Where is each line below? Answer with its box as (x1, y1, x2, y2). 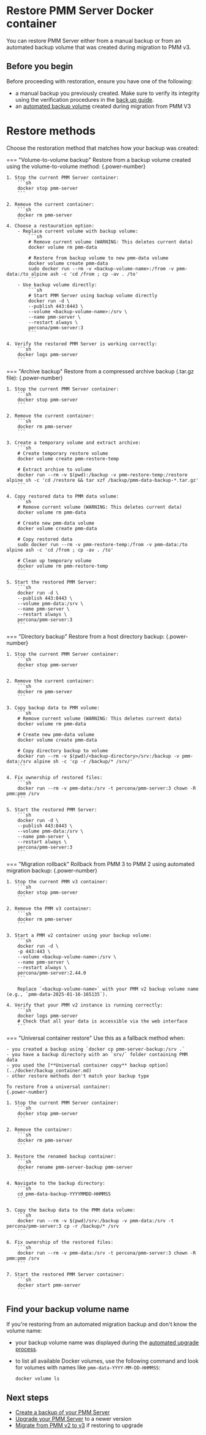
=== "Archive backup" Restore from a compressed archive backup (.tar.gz (6, 367, 194, 375)
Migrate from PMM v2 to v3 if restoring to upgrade (15, 1422, 143, 1429)
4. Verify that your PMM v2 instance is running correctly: (6, 1002, 164, 1008)
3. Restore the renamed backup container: (6, 1153, 116, 1159)
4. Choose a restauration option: (6, 223, 95, 229)
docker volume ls (15, 1376, 60, 1382)
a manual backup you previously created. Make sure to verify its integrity (15, 89, 200, 97)
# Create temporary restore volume (17, 450, 109, 457)
